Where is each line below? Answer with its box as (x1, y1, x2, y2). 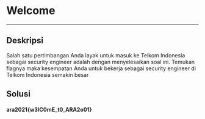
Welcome (6, 4, 56, 18)
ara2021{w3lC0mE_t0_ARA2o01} (6, 106, 93, 113)
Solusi (6, 89, 31, 99)
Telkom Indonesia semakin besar (6, 71, 89, 78)
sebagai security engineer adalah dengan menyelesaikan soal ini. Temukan (6, 58, 195, 65)
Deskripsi (6, 35, 44, 46)
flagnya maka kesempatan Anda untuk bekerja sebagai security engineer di (6, 65, 196, 72)
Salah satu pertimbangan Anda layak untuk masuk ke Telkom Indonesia (6, 51, 185, 59)
